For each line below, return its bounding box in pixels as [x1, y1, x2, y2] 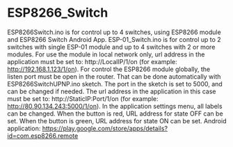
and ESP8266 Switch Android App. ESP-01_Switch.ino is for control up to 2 [7, 35, 221, 43]
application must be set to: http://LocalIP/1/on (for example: [7, 57, 177, 65]
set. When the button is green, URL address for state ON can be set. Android [7, 116, 227, 125]
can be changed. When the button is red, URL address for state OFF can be [7, 109, 224, 118]
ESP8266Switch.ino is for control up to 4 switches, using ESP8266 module [7, 28, 221, 36]
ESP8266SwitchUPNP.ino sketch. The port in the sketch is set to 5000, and [7, 79, 223, 88]
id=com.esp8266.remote [7, 131, 79, 140]
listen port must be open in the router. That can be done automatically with [7, 72, 221, 81]
